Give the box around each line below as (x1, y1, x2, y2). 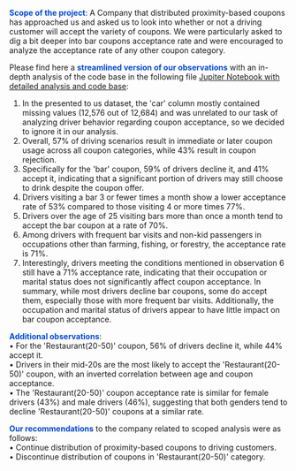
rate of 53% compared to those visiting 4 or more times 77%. (21, 201, 246, 211)
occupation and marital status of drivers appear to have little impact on (21, 305, 280, 315)
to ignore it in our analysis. (21, 126, 119, 136)
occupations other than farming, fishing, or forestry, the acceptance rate (21, 239, 286, 249)
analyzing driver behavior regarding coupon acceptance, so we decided (21, 117, 285, 127)
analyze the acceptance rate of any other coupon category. (9, 45, 226, 56)
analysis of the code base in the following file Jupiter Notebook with (32, 72, 280, 82)
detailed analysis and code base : (9, 81, 130, 91)
